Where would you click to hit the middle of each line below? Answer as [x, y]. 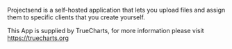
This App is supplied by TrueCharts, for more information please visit [106, 31]
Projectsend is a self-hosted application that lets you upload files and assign [116, 10]
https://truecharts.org [38, 38]
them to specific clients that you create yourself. [76, 17]
